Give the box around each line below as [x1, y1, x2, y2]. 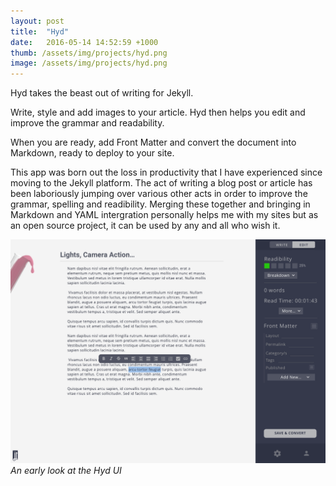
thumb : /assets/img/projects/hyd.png [10, 48, 168, 58]
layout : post [10, 16, 65, 26]
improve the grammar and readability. [10, 117, 165, 129]
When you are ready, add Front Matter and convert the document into [10, 136, 297, 149]
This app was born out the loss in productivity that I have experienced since [10, 166, 323, 179]
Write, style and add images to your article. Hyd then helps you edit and [10, 106, 306, 119]
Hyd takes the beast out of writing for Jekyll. [10, 87, 194, 99]
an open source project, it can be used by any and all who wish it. [10, 220, 281, 232]
